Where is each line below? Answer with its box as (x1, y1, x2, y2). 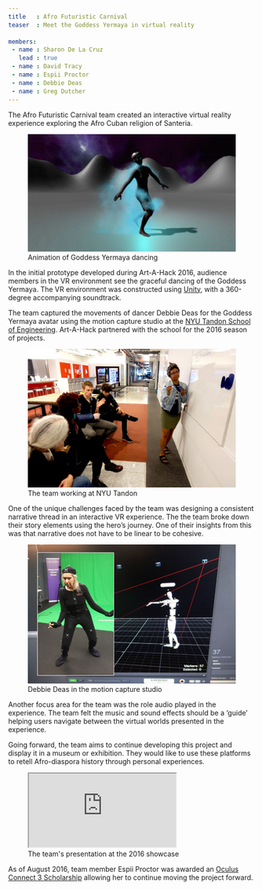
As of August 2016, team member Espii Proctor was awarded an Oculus (8, 864, 239, 873)
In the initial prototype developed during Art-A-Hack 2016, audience (8, 267, 227, 277)
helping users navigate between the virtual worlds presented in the (8, 716, 224, 726)
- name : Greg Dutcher (11, 87, 86, 95)
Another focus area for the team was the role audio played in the (8, 700, 217, 709)
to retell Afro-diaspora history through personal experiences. (8, 756, 206, 766)
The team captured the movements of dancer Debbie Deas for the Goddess (8, 307, 253, 318)
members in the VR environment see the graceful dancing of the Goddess (8, 276, 247, 285)
